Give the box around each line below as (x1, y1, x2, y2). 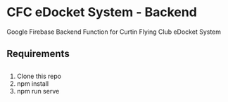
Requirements (6, 48, 70, 60)
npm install (16, 79, 49, 88)
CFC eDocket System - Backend (6, 4, 198, 20)
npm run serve (16, 87, 60, 95)
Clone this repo (16, 72, 61, 80)
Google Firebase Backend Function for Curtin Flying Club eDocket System (6, 27, 222, 36)
